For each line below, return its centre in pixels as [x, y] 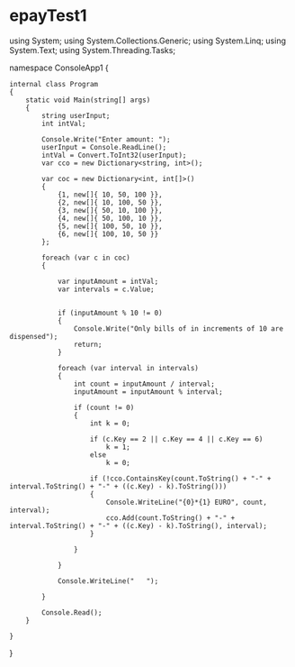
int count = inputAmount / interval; [144, 384]
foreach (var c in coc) [86, 258]
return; [88, 344]
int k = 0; [110, 423]
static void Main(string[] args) [88, 100]
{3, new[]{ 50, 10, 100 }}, [110, 210]
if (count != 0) [104, 407]
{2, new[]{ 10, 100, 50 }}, [110, 202]
